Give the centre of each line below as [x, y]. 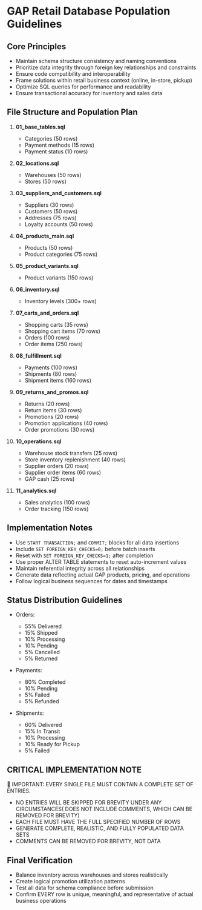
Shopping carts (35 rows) [56, 324]
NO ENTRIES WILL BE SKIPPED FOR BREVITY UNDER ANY [89, 803]
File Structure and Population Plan [72, 112]
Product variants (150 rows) [59, 278]
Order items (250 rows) [54, 344]
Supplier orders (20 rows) [57, 466]
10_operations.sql [38, 441]
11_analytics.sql [36, 490]
